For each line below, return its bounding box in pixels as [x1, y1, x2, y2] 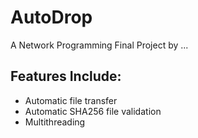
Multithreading [24, 116, 86, 128]
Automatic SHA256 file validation [24, 105, 162, 117]
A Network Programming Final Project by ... [10, 39, 189, 51]
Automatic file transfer [24, 94, 118, 106]
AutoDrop [10, 6, 93, 29]
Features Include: [10, 68, 122, 85]
